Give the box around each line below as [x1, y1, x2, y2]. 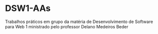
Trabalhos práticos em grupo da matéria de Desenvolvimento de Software [5, 19, 153, 24]
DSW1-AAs [5, 3, 51, 14]
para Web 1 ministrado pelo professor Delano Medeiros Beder [5, 23, 129, 29]
